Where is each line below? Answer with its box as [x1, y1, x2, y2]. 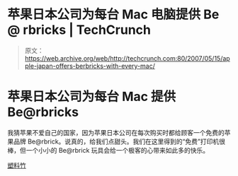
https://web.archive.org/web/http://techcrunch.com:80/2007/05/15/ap [24, 54, 230, 62]
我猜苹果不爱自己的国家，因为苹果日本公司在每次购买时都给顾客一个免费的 [7, 128, 225, 136]
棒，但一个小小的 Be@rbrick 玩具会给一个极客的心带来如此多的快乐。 [7, 146, 210, 154]
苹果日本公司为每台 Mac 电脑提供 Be [7, 6, 220, 23]
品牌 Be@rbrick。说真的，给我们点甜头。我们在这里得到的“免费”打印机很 [13, 137, 225, 146]
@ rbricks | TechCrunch [7, 22, 151, 38]
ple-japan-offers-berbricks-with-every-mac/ [24, 61, 156, 70]
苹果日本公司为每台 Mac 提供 [7, 89, 176, 105]
